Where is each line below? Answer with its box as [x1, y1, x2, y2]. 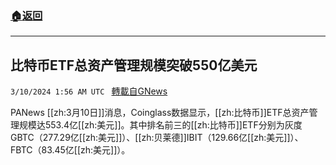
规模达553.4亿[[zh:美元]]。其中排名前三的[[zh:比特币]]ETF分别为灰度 [18, 119, 303, 131]
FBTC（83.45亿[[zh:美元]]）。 [10, 144, 131, 156]
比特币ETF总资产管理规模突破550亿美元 [10, 57, 258, 74]
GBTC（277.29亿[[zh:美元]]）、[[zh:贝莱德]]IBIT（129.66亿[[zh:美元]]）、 [10, 132, 304, 144]
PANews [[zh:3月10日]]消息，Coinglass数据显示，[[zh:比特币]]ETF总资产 [10, 107, 310, 119]
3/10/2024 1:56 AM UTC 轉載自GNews [10, 85, 168, 97]
